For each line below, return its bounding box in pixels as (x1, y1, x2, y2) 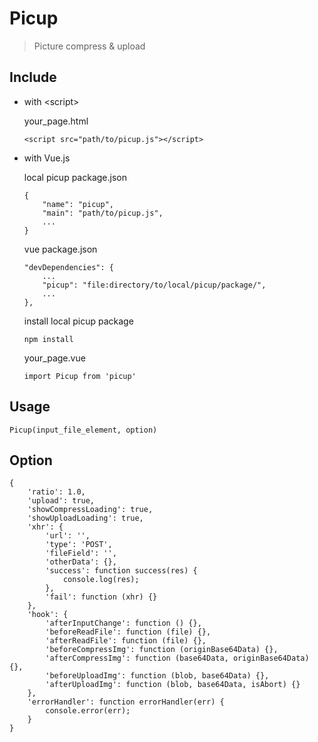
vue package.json (23, 243, 98, 255)
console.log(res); (62, 575, 140, 585)
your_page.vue (23, 352, 86, 364)
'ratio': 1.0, (27, 487, 86, 497)
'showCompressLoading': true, (27, 505, 154, 515)
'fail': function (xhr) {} (45, 592, 158, 602)
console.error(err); (45, 706, 131, 716)
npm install (23, 334, 74, 344)
